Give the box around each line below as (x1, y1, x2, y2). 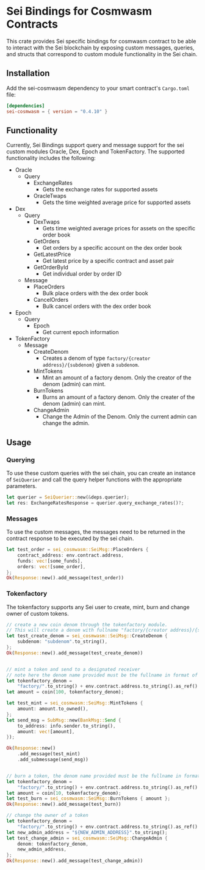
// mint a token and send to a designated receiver (6, 666, 140, 673)
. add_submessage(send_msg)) (17, 756, 88, 763)
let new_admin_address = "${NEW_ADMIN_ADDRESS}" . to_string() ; (6, 829, 168, 835)
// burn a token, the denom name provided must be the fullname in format (6, 773, 201, 779)
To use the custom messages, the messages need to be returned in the (6, 528, 185, 536)
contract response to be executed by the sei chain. (6, 535, 134, 542)
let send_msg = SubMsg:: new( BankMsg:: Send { (6, 717, 121, 723)
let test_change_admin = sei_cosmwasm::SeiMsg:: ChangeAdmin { (6, 835, 168, 841)
